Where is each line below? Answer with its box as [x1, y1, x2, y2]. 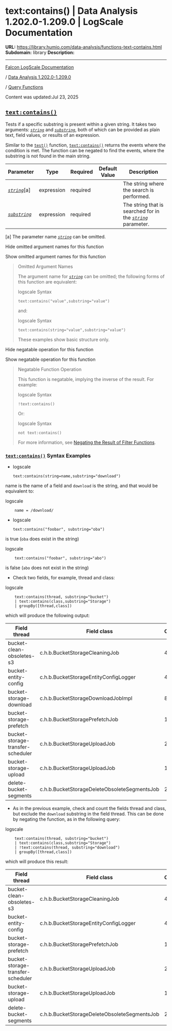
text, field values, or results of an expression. [5, 132, 100, 138]
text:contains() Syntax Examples [5, 452, 91, 459]
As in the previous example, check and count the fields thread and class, [12, 805, 166, 812]
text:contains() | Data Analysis [5, 5, 138, 17]
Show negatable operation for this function [5, 356, 96, 362]
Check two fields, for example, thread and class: [12, 575, 115, 581]
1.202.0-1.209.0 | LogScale [5, 16, 124, 28]
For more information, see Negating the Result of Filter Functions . [17, 439, 156, 446]
